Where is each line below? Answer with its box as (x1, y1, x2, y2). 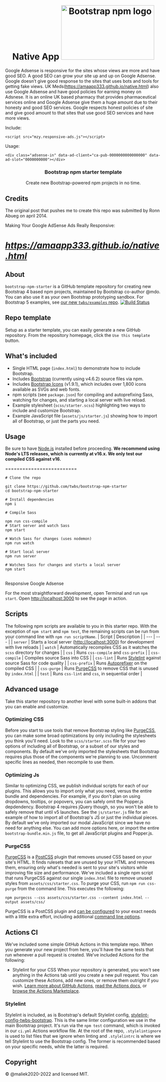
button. (5, 337, 20, 343)
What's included (5, 352, 57, 360)
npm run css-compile (5, 519, 48, 524)
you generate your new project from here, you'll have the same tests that (5, 947, 154, 953)
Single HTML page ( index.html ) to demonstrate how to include (12, 365, 141, 371)
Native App (12, 51, 59, 62)
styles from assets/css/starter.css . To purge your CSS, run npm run (5, 880, 145, 886)
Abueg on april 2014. (5, 213, 48, 219)
